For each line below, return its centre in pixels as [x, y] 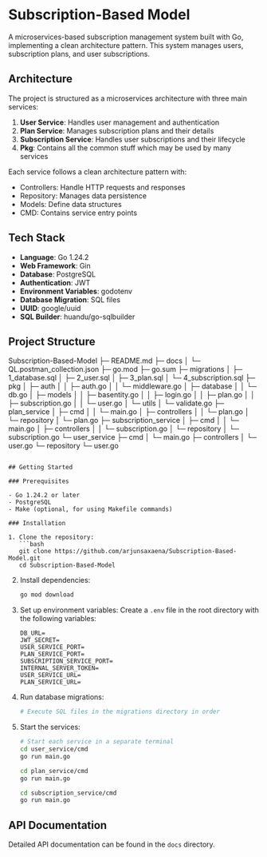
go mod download [47, 595]
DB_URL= [32, 633]
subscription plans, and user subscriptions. [79, 54]
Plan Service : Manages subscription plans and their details [117, 130]
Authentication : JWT [55, 282]
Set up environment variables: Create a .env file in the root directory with [139, 610]
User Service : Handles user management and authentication [120, 122]
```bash [31, 544]
